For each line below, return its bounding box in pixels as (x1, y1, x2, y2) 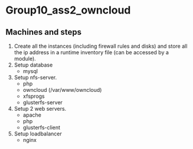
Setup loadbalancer (14, 130, 63, 137)
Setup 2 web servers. (14, 105, 67, 112)
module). (14, 55, 36, 62)
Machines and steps (5, 27, 82, 37)
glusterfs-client (22, 124, 60, 131)
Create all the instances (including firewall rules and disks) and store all (14, 42, 188, 49)
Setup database (14, 61, 53, 68)
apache (22, 111, 42, 118)
